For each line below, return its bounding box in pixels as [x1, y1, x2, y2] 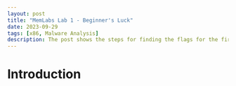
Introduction [7, 66, 81, 83]
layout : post [7, 10, 46, 17]
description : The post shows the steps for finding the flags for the [7, 36, 218, 43]
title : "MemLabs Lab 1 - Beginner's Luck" [7, 17, 133, 24]
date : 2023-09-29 [7, 23, 58, 30]
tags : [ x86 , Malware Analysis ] [7, 29, 99, 37]
